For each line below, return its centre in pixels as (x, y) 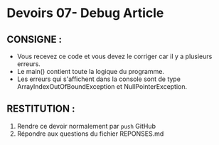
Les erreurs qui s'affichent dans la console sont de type (98, 79)
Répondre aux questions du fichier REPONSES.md (90, 134)
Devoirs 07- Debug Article (85, 13)
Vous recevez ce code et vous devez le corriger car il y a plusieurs (114, 56)
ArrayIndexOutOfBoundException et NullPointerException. (102, 86)
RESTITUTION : (41, 109)
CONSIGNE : (34, 39)
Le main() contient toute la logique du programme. (91, 71)
